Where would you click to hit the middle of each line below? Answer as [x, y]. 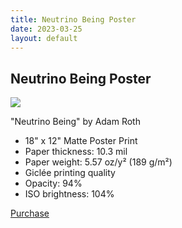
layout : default [44, 38]
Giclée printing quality [70, 173]
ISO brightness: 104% [69, 194]
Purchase [30, 213]
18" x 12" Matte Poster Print [81, 141]
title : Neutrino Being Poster [73, 19]
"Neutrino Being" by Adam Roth [75, 122]
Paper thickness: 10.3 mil [76, 152]
